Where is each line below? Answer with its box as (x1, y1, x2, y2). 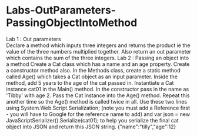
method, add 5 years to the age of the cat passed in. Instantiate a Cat (6, 79, 174, 86)
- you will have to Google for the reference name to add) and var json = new (6, 110, 190, 118)
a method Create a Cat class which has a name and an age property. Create (6, 60, 190, 68)
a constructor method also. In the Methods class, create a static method (6, 67, 181, 74)
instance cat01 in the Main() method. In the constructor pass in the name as (6, 85, 189, 92)
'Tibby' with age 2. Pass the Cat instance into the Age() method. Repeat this (6, 92, 190, 99)
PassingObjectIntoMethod (6, 16, 138, 29)
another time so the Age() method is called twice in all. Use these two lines (6, 98, 187, 105)
